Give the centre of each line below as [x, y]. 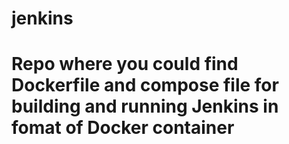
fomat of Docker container [123, 128]
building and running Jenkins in [145, 106]
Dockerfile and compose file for [145, 85]
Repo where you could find [125, 64]
